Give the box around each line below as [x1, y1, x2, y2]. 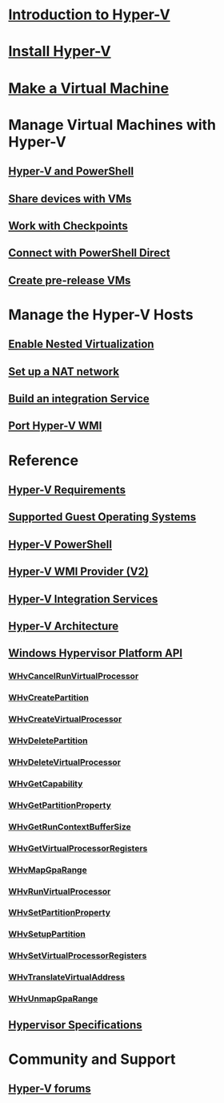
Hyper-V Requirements [8, 483, 126, 497]
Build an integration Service [8, 392, 150, 406]
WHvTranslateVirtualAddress [8, 972, 126, 983]
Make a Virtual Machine [8, 79, 170, 97]
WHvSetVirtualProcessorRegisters [8, 950, 147, 961]
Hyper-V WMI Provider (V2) [8, 565, 150, 579]
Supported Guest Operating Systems [8, 511, 197, 524]
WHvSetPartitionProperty [8, 907, 110, 919]
